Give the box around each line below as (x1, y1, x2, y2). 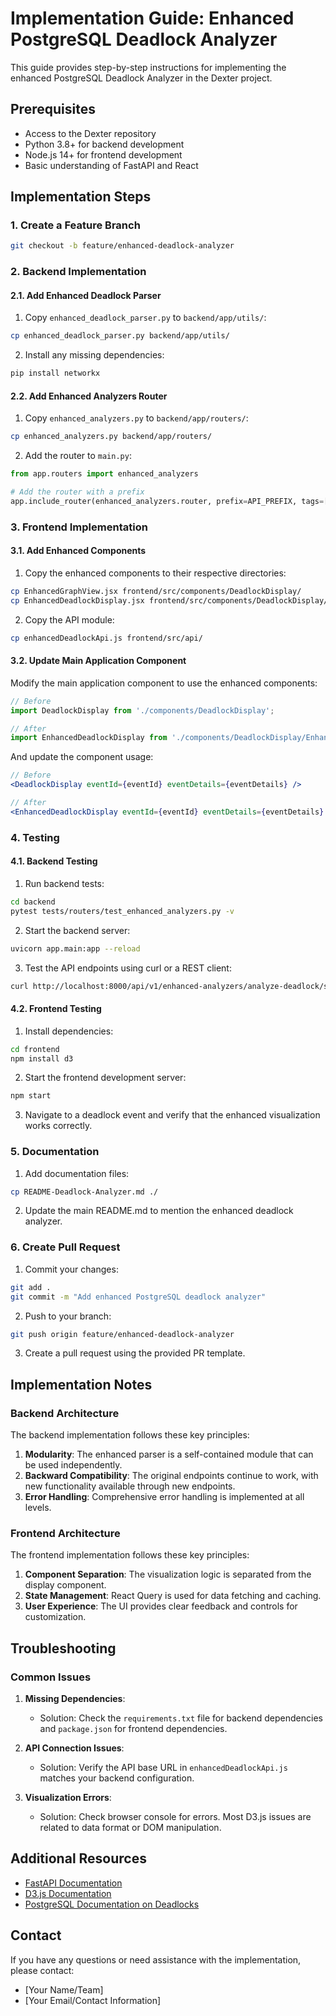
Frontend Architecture (10, 1527, 121, 1540)
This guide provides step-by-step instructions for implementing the (10, 61, 287, 73)
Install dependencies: (24, 1025, 114, 1037)
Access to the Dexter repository (24, 127, 157, 139)
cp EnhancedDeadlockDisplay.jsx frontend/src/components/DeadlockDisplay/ (10, 595, 329, 606)
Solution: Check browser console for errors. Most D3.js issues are (39, 1811, 312, 1823)
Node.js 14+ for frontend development (24, 148, 183, 161)
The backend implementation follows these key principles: (10, 1429, 250, 1441)
